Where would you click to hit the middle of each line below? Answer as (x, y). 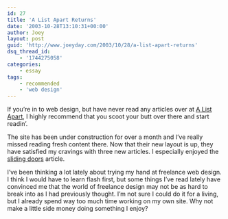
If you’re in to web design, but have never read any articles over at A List (110, 109)
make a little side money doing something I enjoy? (78, 209)
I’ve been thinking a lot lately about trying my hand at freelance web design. (114, 172)
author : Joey (26, 33)
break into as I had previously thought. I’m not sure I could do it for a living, (113, 194)
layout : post (26, 39)
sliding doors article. (36, 159)
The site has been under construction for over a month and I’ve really (105, 137)
